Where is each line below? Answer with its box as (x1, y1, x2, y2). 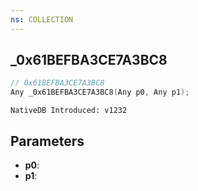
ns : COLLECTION (10, 14, 74, 25)
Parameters (10, 132, 85, 150)
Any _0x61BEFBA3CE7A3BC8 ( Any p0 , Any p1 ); (10, 87, 190, 98)
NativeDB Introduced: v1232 (10, 106, 128, 116)
